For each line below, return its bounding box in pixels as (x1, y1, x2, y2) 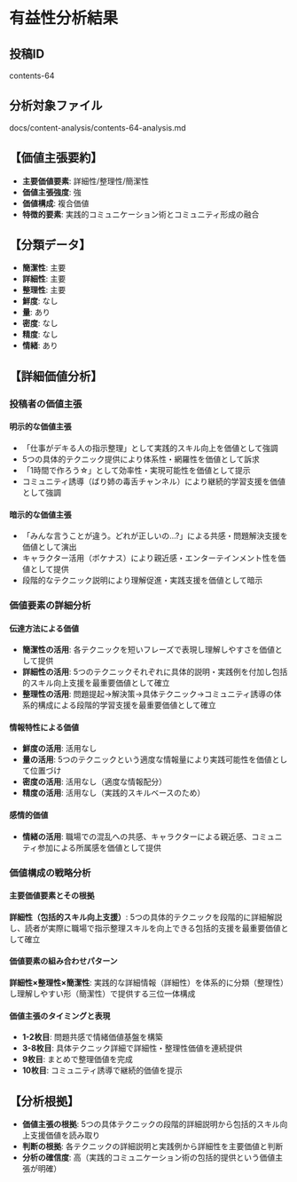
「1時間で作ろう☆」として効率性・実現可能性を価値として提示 (21, 464, 251, 475)
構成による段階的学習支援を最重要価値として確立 (37, 700, 216, 710)
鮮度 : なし (21, 296, 59, 306)
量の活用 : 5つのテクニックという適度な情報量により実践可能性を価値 (21, 754, 272, 765)
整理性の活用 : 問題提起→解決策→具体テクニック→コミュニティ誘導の (21, 689, 274, 700)
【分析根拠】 (9, 1093, 80, 1108)
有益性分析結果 (9, 8, 119, 28)
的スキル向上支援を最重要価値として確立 (21, 678, 170, 688)
